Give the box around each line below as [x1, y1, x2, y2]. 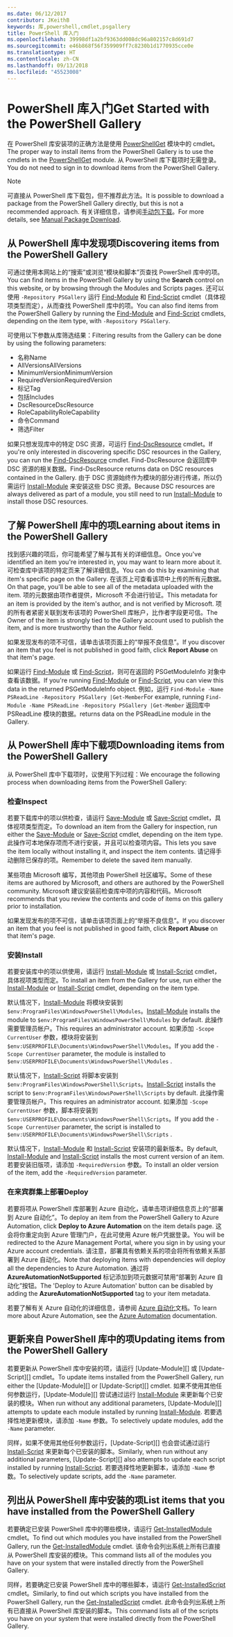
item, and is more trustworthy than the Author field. [7, 624, 154, 632]
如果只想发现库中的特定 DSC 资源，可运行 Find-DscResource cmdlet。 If [7, 440, 213, 448]
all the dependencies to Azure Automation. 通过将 [7, 1264, 149, 1272]
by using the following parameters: [7, 339, 107, 347]
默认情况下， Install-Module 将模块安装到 [7, 998, 123, 1007]
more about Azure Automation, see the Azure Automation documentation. [7, 1311, 217, 1319]
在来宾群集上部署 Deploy [7, 1187, 89, 1197]
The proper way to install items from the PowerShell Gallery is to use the [7, 148, 214, 156]
